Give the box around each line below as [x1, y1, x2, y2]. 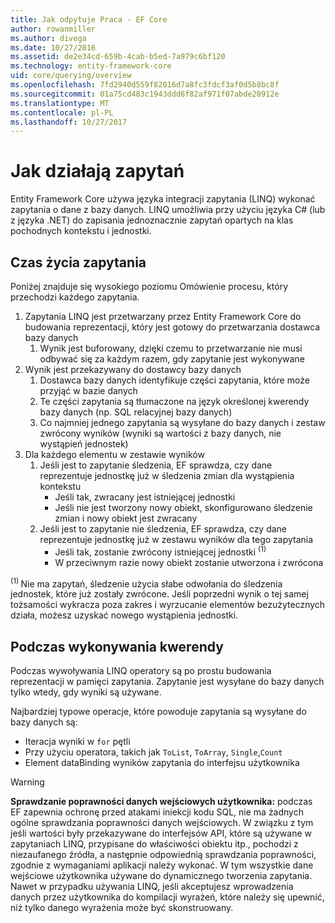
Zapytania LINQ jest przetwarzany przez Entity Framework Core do [24, 311, 302, 322]
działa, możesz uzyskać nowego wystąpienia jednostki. [10, 609, 239, 621]
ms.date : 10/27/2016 [10, 42, 97, 53]
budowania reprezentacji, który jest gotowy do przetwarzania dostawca [24, 321, 321, 333]
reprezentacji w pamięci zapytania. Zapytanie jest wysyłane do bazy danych [10, 676, 325, 688]
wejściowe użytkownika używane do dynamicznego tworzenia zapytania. [10, 870, 313, 882]
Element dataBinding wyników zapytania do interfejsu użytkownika [24, 757, 300, 769]
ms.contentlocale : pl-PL [10, 107, 114, 118]
